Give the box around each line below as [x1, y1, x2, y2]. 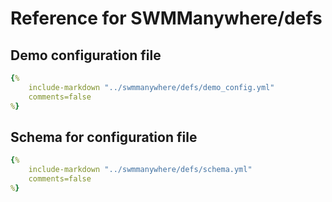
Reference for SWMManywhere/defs [10, 7, 323, 30]
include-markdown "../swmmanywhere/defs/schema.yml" [28, 165, 253, 175]
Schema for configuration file [10, 128, 198, 146]
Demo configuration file [10, 47, 162, 64]
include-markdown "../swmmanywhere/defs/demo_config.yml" [28, 82, 275, 92]
